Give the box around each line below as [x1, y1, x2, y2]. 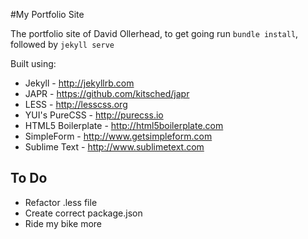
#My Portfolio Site [10, 9, 85, 20]
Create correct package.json [24, 207, 143, 219]
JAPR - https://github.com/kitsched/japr [24, 88, 190, 99]
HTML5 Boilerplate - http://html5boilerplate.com [24, 120, 224, 131]
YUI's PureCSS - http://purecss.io [24, 109, 164, 121]
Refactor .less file [24, 196, 98, 208]
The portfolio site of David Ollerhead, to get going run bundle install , [10, 28, 299, 39]
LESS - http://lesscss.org [24, 99, 128, 110]
